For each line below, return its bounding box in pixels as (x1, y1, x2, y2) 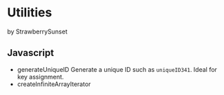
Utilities (7, 5, 52, 21)
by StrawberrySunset (7, 27, 68, 36)
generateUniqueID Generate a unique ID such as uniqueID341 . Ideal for (17, 65, 217, 73)
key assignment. (17, 72, 64, 81)
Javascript (7, 47, 54, 59)
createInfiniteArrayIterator (17, 80, 91, 88)
